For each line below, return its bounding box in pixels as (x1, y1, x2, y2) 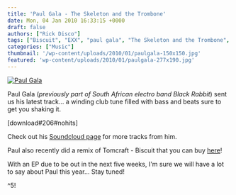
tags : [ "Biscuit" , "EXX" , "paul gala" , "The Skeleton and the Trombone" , (7, 37, 230, 44)
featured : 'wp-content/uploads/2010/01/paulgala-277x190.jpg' (7, 57, 195, 64)
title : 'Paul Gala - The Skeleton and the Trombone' (7, 10, 167, 18)
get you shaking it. (7, 104, 62, 113)
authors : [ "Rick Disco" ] (7, 30, 81, 38)
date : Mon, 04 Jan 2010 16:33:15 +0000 (7, 17, 125, 24)
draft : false (7, 23, 46, 30)
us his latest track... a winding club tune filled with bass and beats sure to (7, 97, 222, 106)
